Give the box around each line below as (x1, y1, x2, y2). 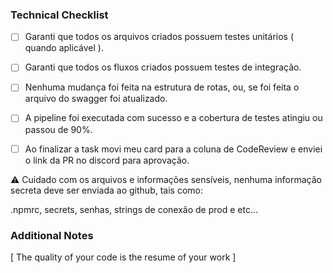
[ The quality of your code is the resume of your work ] (10, 251, 237, 263)
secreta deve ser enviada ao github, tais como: (10, 184, 203, 196)
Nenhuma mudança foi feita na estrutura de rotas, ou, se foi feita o (24, 81, 300, 93)
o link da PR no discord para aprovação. (24, 154, 190, 166)
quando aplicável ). (24, 42, 104, 54)
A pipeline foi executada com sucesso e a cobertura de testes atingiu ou (24, 112, 323, 124)
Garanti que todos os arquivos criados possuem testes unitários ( (24, 31, 295, 43)
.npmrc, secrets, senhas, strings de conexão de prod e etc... (10, 203, 258, 215)
